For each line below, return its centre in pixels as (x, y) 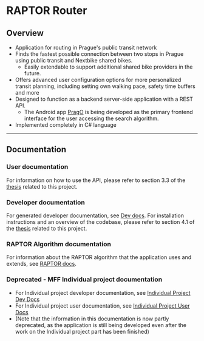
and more (27, 93)
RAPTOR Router (47, 11)
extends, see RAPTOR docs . (42, 264)
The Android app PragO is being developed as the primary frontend (108, 112)
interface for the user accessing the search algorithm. (91, 118)
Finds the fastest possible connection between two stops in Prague (99, 54)
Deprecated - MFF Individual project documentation (84, 280)
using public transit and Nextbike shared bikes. (74, 60)
